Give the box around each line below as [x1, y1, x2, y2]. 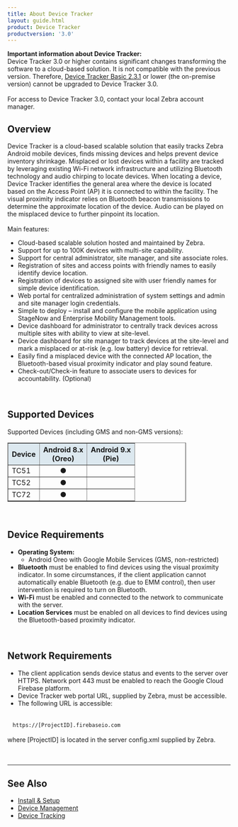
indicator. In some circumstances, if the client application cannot [17, 570, 207, 579]
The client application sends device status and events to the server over [17, 669, 229, 677]
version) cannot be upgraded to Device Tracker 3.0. [7, 80, 159, 89]
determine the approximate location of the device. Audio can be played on [7, 202, 224, 211]
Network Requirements [7, 650, 112, 662]
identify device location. [17, 269, 89, 278]
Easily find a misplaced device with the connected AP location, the [17, 352, 212, 361]
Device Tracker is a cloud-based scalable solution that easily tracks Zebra [7, 142, 224, 150]
